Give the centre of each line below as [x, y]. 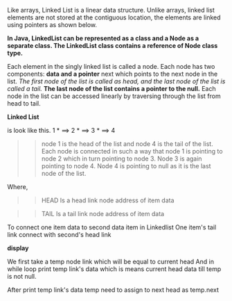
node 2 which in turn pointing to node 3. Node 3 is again [122, 158]
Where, [18, 187]
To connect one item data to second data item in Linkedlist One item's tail [112, 227]
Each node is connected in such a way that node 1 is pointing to [132, 151]
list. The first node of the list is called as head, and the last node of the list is [116, 81]
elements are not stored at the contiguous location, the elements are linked [114, 17]
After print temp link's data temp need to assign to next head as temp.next [113, 290]
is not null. [22, 276]
